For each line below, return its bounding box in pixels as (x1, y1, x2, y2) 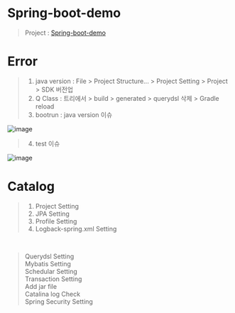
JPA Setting (35, 209, 70, 218)
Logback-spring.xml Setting (35, 224, 117, 233)
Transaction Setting (24, 275, 82, 283)
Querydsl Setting (24, 252, 75, 260)
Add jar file (24, 282, 58, 290)
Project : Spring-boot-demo (24, 28, 106, 37)
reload (35, 101, 55, 111)
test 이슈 (35, 139, 60, 148)
